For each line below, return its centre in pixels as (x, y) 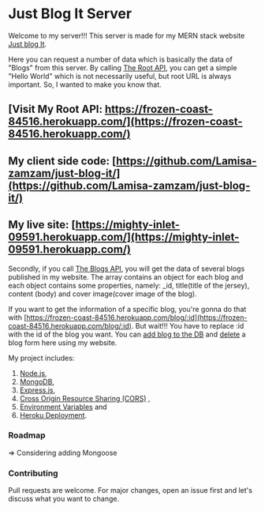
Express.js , (37, 390)
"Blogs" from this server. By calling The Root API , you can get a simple (123, 67)
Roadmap (27, 435)
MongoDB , (37, 381)
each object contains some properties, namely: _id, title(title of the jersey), (129, 285)
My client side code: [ (62, 161)
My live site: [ (42, 225)
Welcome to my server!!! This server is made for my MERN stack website (127, 36)
